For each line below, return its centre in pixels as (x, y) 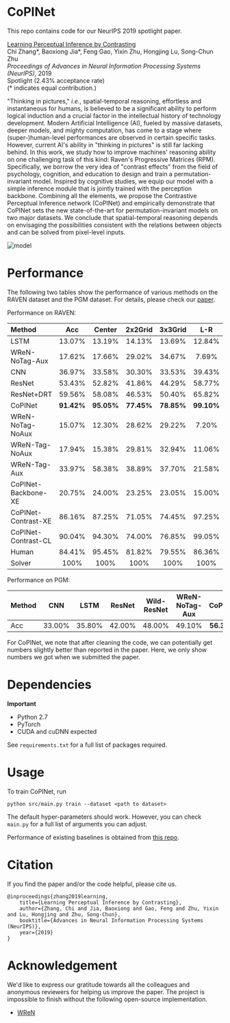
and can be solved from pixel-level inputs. (66, 232)
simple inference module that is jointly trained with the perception (100, 188)
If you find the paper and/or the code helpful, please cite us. (92, 884)
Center (106, 330)
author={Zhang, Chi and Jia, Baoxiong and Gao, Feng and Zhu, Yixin (119, 909)
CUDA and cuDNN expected (57, 731)
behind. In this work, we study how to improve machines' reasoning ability (112, 152)
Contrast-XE (31, 521)
